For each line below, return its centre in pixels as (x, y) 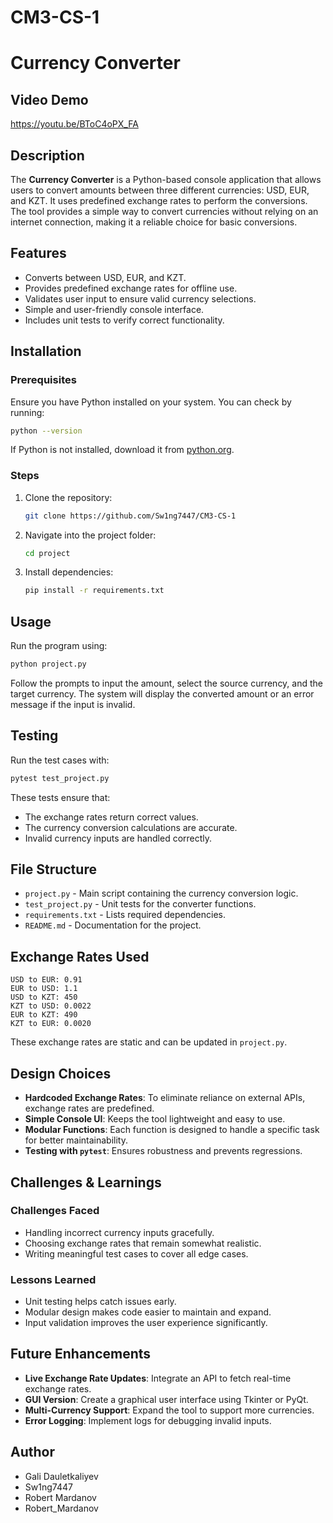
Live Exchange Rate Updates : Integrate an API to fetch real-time (158, 1378)
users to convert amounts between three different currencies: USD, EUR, (160, 190)
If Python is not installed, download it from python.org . (122, 450)
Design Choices (61, 1073)
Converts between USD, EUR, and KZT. (105, 277)
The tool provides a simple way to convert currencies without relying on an (164, 211)
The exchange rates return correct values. (111, 817)
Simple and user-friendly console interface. (114, 309)
